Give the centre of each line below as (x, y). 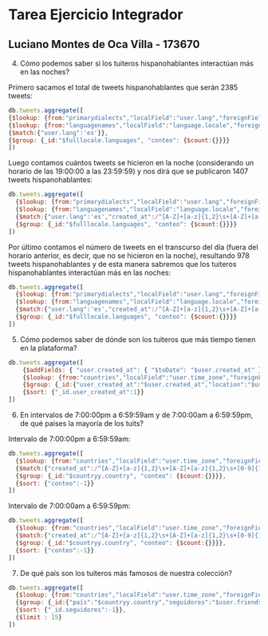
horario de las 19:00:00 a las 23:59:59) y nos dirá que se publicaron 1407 (128, 171)
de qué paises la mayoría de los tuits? (81, 423)
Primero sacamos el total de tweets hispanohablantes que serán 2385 (123, 87)
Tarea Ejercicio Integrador (96, 15)
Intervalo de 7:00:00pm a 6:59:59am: (69, 439)
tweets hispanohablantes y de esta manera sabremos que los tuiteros (122, 264)
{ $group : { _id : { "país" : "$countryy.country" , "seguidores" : (114, 602)
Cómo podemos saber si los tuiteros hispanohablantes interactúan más (136, 63)
